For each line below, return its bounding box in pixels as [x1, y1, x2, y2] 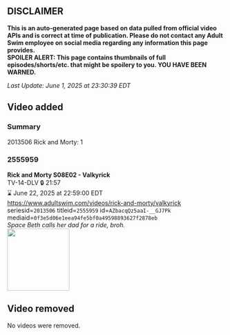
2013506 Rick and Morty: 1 [7, 137, 84, 146]
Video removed [7, 303, 75, 315]
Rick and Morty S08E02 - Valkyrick [7, 171, 111, 179]
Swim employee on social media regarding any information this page [7, 38, 209, 47]
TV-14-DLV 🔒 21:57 [7, 178, 61, 186]
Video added [7, 102, 64, 113]
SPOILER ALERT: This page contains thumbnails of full [7, 53, 166, 61]
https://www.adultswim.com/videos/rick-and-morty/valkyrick [7, 198, 182, 207]
